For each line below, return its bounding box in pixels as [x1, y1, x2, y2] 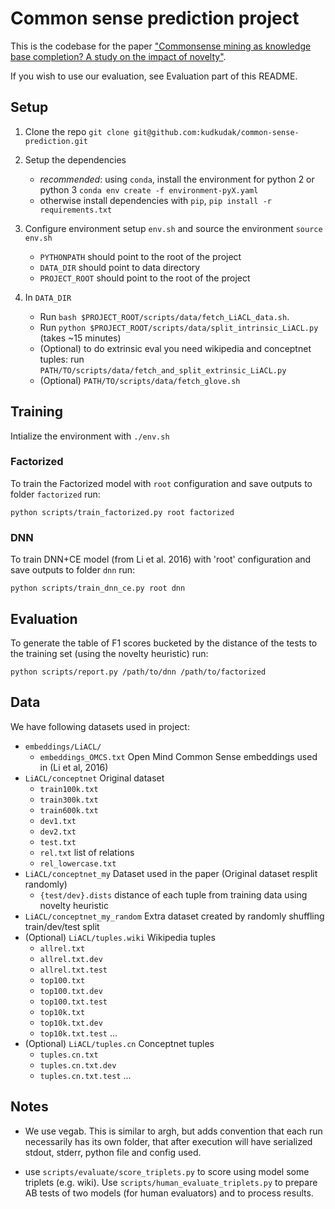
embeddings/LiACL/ [24, 742, 102, 752]
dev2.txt [39, 827, 77, 837]
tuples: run [39, 353, 85, 365]
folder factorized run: [10, 488, 101, 500]
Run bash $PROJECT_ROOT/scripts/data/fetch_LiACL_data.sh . [39, 310, 290, 322]
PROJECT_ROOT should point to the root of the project [39, 272, 251, 284]
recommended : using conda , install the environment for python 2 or [39, 173, 315, 185]
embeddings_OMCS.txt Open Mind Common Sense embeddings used [39, 750, 318, 762]
